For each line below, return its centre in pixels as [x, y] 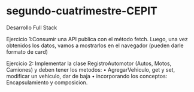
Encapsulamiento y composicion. [47, 82]
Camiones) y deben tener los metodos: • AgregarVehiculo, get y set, [91, 69]
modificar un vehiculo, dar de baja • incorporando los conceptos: [87, 76]
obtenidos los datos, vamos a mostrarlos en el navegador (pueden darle [95, 45]
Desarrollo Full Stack [32, 27]
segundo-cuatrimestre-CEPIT [82, 11]
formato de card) [27, 51]
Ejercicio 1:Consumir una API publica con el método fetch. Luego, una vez [97, 39]
